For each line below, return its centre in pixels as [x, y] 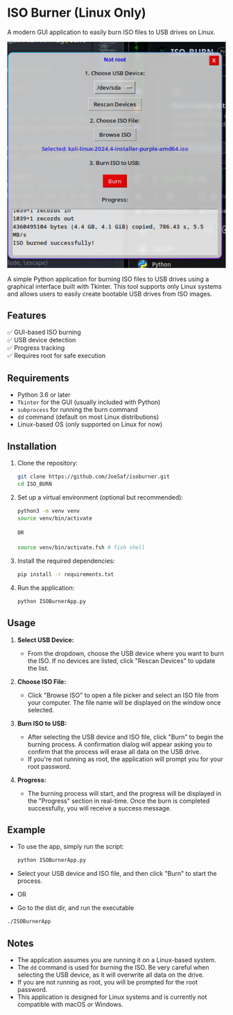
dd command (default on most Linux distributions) [88, 417]
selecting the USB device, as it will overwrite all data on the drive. [111, 975]
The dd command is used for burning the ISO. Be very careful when [113, 968]
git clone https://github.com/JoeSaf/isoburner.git [93, 477]
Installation [32, 446]
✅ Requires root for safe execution [57, 355]
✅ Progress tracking [36, 348]
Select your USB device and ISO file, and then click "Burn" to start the [117, 874]
